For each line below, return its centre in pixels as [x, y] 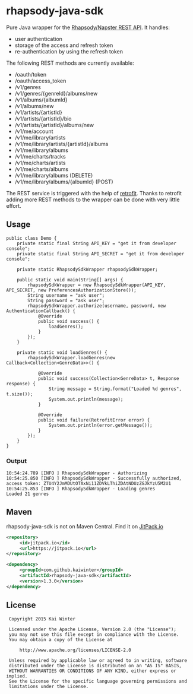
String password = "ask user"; [66, 300]
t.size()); [20, 394]
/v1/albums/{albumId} [41, 100]
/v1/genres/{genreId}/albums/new [56, 93]
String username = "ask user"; [66, 295]
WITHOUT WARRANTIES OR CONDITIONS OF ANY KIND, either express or [93, 671]
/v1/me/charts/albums [42, 169]
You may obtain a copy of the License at [61, 639]
